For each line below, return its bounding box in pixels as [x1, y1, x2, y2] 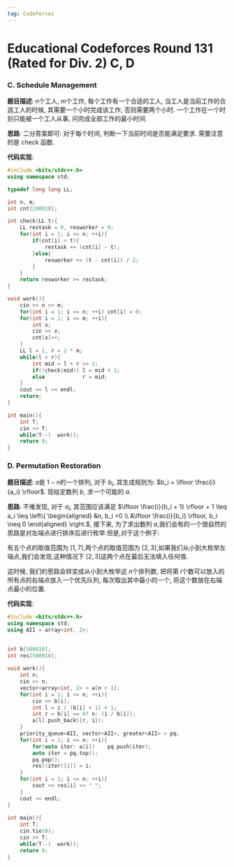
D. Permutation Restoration [7, 461, 101, 471]
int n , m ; [7, 199, 36, 206]
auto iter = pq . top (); [32, 750, 98, 757]
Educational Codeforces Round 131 [7, 40, 213, 56]
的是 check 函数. [7, 138, 55, 147]
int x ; [32, 321, 52, 329]
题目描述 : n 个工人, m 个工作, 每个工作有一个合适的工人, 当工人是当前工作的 [7, 97, 220, 106]
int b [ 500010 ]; [7, 645, 52, 652]
